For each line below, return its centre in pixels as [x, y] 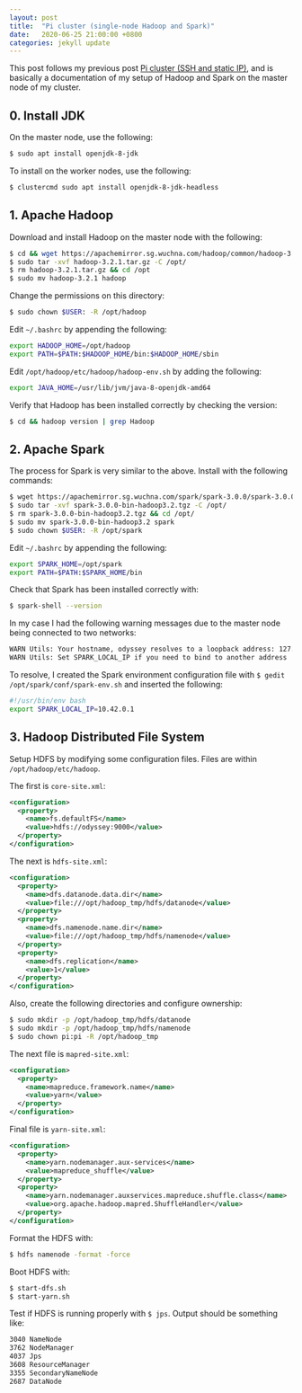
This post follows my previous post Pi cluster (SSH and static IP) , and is [142, 68]
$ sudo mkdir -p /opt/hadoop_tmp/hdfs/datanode [100, 1020]
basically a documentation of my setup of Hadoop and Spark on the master [149, 78]
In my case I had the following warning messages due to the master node [145, 623]
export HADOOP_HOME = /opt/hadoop [70, 346]
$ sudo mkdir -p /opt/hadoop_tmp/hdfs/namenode [100, 1028]
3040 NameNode [36, 1340]
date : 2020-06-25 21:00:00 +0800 [76, 34]
